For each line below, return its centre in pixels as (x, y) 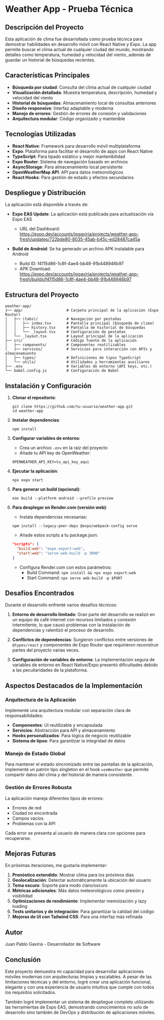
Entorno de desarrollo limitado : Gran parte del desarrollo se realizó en (83, 615)
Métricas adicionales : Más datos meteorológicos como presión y (78, 891)
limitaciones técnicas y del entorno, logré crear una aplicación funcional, (78, 982)
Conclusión (23, 960)
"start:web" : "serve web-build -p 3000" (59, 553)
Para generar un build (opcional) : (46, 489)
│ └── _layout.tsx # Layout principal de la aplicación (74, 336)
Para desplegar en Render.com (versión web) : (60, 507)
